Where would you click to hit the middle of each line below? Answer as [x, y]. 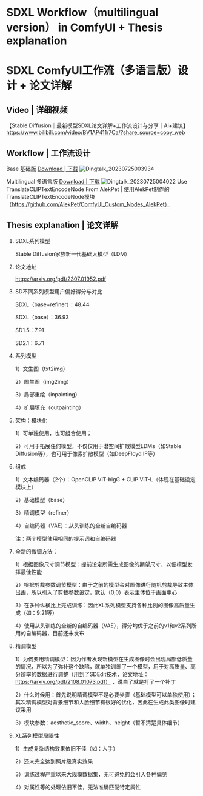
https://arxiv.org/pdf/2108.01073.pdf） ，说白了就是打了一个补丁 [95, 681]
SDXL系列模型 [32, 241]
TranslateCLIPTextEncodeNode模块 [51, 197]
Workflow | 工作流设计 [48, 153]
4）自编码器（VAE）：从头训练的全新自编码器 [71, 526]
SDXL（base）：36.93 [42, 317]
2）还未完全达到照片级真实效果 [54, 761]
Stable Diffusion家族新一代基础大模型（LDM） [73, 254]
